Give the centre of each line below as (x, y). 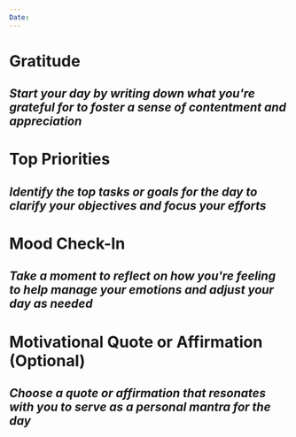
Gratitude (45, 61)
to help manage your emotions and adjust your (142, 290)
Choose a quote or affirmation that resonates (137, 393)
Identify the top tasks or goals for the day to (133, 192)
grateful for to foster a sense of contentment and (148, 107)
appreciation (46, 122)
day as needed (51, 304)
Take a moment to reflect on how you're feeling (143, 276)
